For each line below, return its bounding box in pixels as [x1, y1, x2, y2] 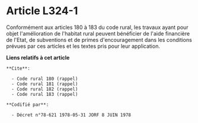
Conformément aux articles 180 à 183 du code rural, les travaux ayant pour [6, 24, 189, 31]
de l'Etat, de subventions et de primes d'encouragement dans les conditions [6, 36, 193, 43]
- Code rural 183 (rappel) [11, 91, 78, 97]
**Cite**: [6, 65, 31, 72]
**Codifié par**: [6, 102, 49, 108]
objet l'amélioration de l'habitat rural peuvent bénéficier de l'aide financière [6, 30, 190, 37]
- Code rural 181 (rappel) [11, 81, 78, 87]
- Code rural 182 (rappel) [11, 86, 78, 92]
